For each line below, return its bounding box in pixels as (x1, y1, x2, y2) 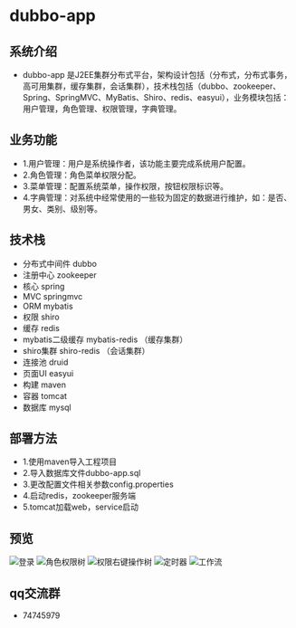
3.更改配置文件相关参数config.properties (22, 479, 174, 490)
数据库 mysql (22, 402, 72, 413)
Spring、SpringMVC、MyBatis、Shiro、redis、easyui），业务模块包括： (22, 92, 290, 102)
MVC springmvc (22, 290, 83, 301)
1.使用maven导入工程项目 (22, 456, 118, 467)
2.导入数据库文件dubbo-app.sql (22, 468, 141, 479)
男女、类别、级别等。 (22, 203, 102, 214)
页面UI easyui (22, 367, 74, 378)
